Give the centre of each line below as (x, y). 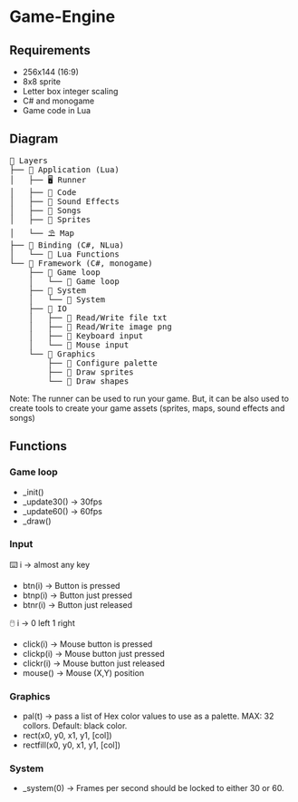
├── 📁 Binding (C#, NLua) (67, 245)
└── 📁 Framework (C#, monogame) (81, 263)
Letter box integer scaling (70, 91)
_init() (33, 492)
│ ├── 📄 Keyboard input (86, 336)
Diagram (34, 139)
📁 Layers (29, 160)
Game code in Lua (57, 110)
